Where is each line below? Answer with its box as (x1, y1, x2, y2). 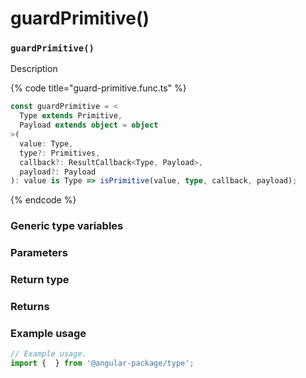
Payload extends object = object (19, 120, 159, 131)
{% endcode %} (10, 194, 77, 206)
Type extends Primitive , (19, 111, 123, 121)
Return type (10, 273, 70, 287)
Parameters (10, 246, 68, 260)
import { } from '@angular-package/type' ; (10, 358, 195, 369)
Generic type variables (10, 219, 124, 233)
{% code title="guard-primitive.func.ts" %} (10, 82, 187, 94)
